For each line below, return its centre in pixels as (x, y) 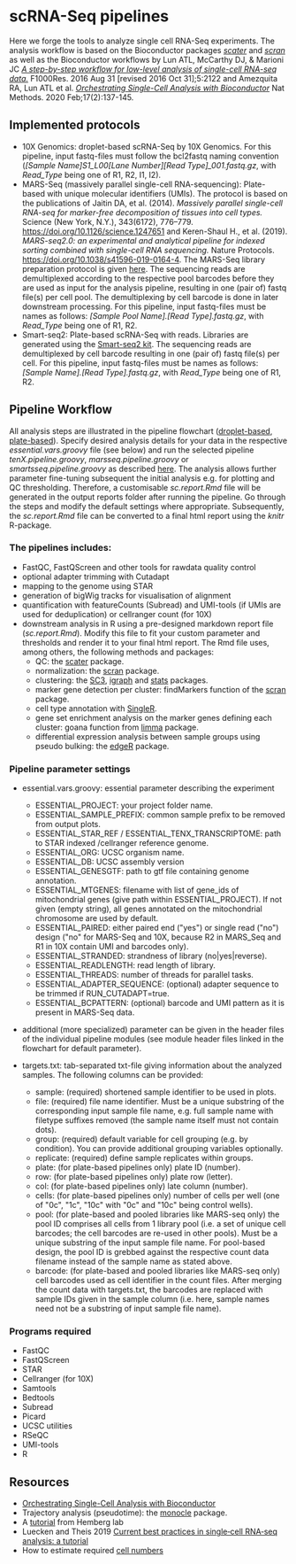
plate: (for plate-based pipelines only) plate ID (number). (138, 1167)
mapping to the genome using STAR (87, 585)
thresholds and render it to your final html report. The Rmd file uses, (145, 642)
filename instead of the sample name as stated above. (133, 1262)
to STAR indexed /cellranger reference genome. (122, 843)
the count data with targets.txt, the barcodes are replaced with (149, 1289)
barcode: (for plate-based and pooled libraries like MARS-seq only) (158, 1271)
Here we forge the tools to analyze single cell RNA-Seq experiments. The (142, 41)
